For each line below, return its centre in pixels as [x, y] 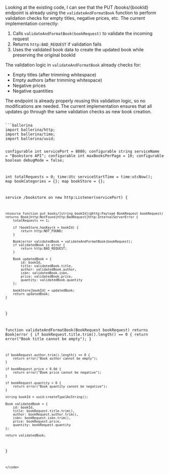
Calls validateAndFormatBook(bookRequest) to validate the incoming [82, 33]
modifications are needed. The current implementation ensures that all [79, 106]
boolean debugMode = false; [35, 160]
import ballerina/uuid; [30, 139]
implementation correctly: [32, 23]
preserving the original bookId [44, 55]
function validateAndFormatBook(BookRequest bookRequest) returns [77, 330]
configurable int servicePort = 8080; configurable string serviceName [82, 151]
